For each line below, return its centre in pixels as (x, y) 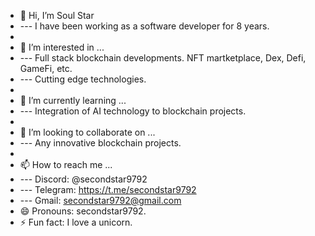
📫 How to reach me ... (66, 164)
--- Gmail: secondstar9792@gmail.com (100, 200)
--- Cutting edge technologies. (83, 79)
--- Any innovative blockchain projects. (100, 143)
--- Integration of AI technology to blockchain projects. (133, 111)
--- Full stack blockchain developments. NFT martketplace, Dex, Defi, (163, 58)
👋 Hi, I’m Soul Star (57, 15)
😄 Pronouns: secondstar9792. (83, 211)
